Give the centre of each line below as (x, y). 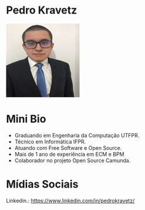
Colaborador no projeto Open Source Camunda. (72, 160)
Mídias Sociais (42, 184)
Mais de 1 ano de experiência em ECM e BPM (69, 154)
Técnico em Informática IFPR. (50, 142)
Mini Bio (26, 119)
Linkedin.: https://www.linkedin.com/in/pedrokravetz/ (70, 201)
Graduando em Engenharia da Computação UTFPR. (77, 135)
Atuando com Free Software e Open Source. (68, 147)
